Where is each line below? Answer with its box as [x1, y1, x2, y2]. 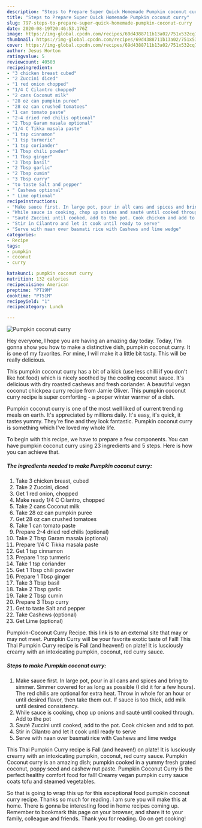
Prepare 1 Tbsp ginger [15, 573, 71, 580]
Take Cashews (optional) [15, 611, 77, 618]
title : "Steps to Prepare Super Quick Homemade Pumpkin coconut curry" [7, 14, 189, 20]
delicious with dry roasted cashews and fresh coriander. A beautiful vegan [7, 381, 191, 388]
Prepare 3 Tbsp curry [15, 598, 69, 606]
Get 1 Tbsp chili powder [15, 567, 74, 574]
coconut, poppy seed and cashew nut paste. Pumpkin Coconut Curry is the [7, 765, 193, 772]
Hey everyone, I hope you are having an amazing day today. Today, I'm [7, 337, 182, 345]
